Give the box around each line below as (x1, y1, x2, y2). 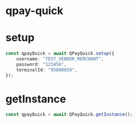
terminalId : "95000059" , (16, 67, 78, 73)
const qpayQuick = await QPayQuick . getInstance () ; (5, 112, 133, 118)
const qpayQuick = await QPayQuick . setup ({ (5, 51, 115, 56)
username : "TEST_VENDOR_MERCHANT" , (16, 56, 104, 62)
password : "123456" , (16, 61, 67, 67)
